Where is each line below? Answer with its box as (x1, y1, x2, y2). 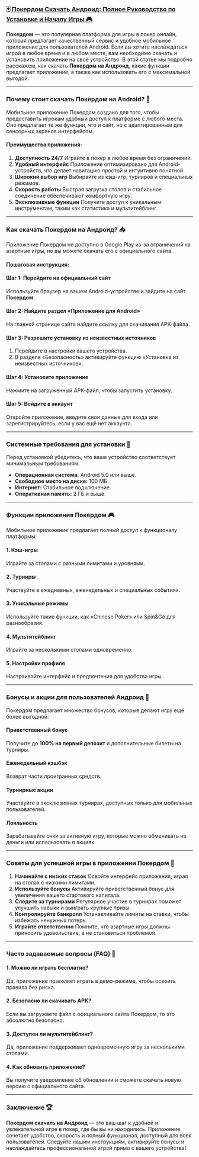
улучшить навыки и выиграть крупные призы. (14, 904, 131, 911)
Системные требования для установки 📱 (6, 440, 131, 448)
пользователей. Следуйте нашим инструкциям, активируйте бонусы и (6, 1138, 185, 1145)
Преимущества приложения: (6, 141, 82, 148)
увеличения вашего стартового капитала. (14, 891, 121, 899)
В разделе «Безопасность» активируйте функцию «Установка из (14, 354, 179, 361)
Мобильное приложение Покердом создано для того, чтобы (6, 108, 159, 116)
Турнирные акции (6, 786, 53, 793)
